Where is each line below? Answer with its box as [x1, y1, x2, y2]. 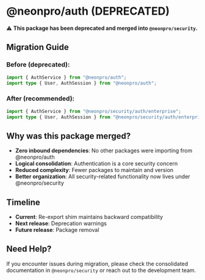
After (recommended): [6, 95, 75, 103]
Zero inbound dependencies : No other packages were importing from [15, 147, 193, 154]
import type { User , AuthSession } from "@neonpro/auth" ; [6, 80, 157, 86]
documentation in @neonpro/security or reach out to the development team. [6, 267, 196, 274]
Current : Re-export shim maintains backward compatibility [15, 214, 164, 221]
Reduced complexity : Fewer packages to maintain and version [15, 167, 174, 174]
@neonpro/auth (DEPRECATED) [6, 4, 170, 18]
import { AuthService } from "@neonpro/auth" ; [6, 74, 127, 81]
